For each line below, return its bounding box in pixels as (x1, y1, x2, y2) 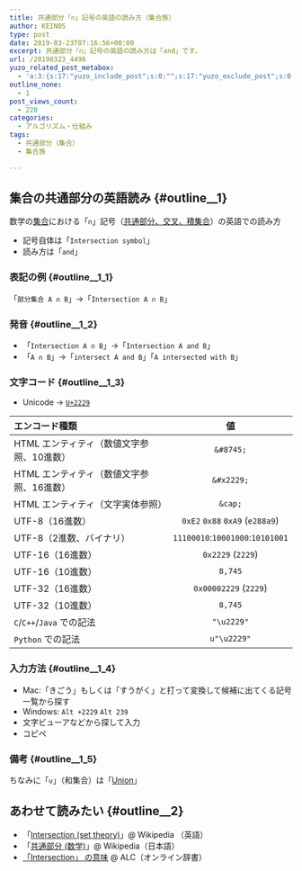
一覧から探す (22, 696, 70, 706)
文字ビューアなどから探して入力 (22, 716, 141, 727)
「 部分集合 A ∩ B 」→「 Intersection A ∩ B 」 (9, 293, 173, 304)
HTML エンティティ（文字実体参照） (13, 498, 168, 511)
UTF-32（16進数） (13, 582, 97, 595)
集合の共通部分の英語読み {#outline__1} (9, 191, 227, 206)
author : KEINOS (9, 22, 67, 31)
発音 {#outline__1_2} (9, 318, 98, 330)
